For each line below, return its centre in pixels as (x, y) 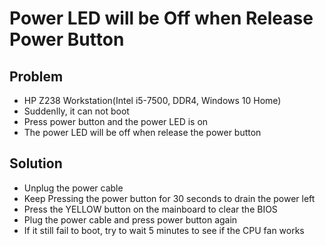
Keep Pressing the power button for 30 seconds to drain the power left (169, 198)
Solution (36, 163)
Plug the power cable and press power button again (130, 219)
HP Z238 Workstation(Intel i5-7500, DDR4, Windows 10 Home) (152, 100)
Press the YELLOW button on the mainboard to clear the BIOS (150, 209)
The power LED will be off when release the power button (142, 132)
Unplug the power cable (73, 188)
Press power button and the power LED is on (116, 121)
